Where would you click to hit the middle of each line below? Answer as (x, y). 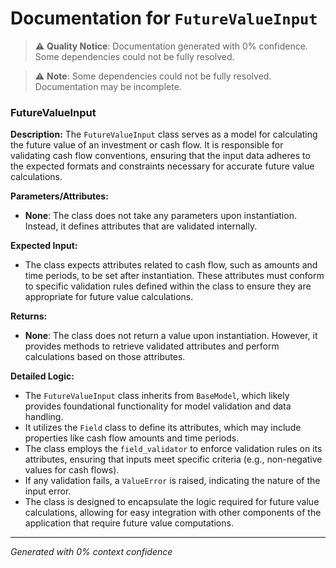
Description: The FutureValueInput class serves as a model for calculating (164, 134)
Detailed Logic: (42, 376)
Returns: (29, 316)
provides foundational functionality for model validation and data (158, 406)
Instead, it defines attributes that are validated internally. (141, 226)
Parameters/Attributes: (59, 196)
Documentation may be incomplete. (108, 86)
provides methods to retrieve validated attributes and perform (152, 346)
